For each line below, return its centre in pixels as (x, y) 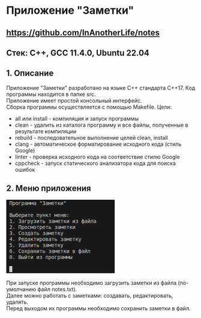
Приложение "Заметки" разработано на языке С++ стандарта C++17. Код (101, 88)
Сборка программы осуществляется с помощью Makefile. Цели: (89, 107)
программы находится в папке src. (51, 94)
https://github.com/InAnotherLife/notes (83, 33)
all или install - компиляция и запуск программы (77, 118)
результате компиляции (46, 131)
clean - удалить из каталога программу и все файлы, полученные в (101, 125)
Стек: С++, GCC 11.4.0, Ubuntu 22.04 (78, 52)
